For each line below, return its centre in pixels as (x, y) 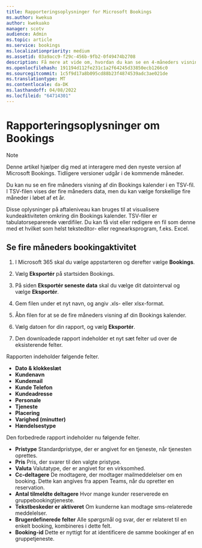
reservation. (30, 487)
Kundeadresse (34, 394)
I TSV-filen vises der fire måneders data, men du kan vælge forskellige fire (98, 191)
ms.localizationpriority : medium (48, 51)
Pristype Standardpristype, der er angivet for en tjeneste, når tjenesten (103, 449)
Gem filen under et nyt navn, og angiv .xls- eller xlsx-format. (90, 303)
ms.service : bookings (33, 46)
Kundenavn (30, 375)
